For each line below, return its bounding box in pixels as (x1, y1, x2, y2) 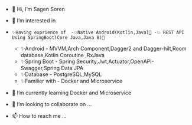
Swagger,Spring (20, 65, 60, 71)
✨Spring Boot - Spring (20, 58, 76, 65)
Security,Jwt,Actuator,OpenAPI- (76, 58, 155, 65)
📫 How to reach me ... (11, 113, 67, 119)
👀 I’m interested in (11, 17, 56, 24)
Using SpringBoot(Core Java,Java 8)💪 (11, 35, 105, 41)
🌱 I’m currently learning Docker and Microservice (11, 89, 132, 96)
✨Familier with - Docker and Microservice (20, 77, 123, 84)
